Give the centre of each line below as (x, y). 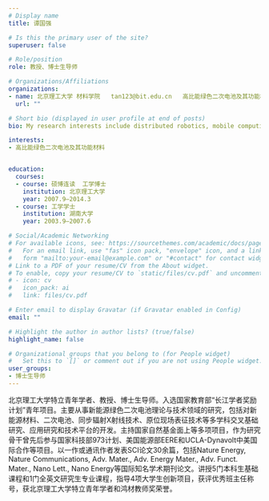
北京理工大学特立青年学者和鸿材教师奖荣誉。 (103, 488)
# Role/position (35, 60)
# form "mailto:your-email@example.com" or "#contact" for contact (127, 258)
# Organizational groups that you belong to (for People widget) (119, 354)
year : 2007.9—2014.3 (57, 199)
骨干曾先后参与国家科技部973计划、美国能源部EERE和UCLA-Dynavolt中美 (129, 440)
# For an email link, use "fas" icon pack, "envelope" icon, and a (127, 250)
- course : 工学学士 (46, 206)
